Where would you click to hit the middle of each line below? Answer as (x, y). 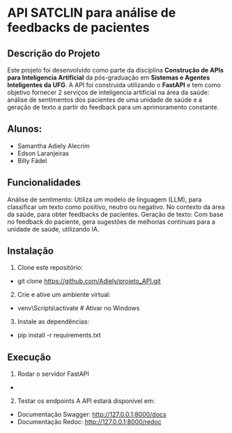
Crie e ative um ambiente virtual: (64, 295)
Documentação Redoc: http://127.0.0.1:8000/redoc (89, 422)
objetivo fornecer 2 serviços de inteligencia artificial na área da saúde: (108, 92)
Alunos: (25, 129)
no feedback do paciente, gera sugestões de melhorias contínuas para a (111, 222)
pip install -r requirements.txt (59, 335)
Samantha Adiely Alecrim (54, 146)
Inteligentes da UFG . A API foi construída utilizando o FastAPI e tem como (114, 85)
